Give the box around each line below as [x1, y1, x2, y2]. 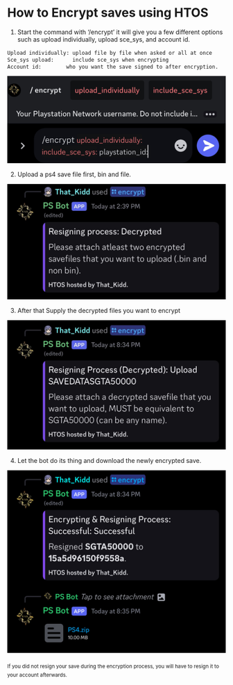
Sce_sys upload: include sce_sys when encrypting [7, 56, 169, 63]
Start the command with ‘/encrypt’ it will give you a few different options [17, 28, 223, 36]
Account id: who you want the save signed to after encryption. [7, 63, 218, 70]
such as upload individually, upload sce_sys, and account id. [17, 35, 191, 43]
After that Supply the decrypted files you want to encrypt [17, 306, 181, 314]
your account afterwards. [7, 672, 67, 679]
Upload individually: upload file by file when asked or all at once [7, 49, 213, 56]
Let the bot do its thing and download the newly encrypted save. [17, 457, 202, 465]
